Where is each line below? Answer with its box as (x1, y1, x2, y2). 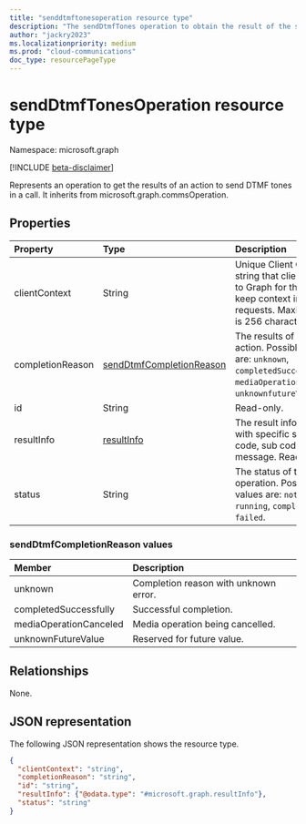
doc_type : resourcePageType (9, 56, 117, 65)
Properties (9, 216, 71, 231)
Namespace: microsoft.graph (9, 144, 119, 155)
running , (235, 499, 270, 512)
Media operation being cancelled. (132, 618, 276, 631)
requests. (235, 303, 276, 316)
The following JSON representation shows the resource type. (9, 738, 240, 749)
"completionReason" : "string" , (17, 773, 137, 782)
